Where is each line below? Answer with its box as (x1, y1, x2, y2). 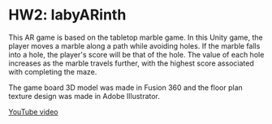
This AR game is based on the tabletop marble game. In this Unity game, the (8, 32, 264, 42)
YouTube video (8, 107, 58, 117)
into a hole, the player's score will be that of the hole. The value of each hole (8, 49, 265, 59)
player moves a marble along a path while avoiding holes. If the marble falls (8, 41, 261, 50)
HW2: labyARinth (8, 6, 127, 24)
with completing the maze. (8, 66, 97, 76)
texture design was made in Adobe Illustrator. (8, 91, 161, 100)
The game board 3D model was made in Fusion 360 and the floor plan (8, 83, 244, 92)
